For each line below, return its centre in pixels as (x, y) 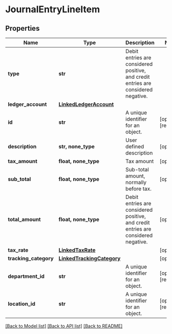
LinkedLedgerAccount (86, 104)
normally (136, 182)
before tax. (138, 189)
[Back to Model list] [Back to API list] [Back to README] (64, 326)
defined (135, 147)
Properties (23, 28)
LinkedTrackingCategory (90, 258)
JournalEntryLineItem (53, 9)
